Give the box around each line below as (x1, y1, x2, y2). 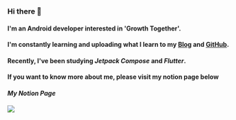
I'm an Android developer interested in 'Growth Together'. (7, 24, 181, 33)
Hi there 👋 (7, 6, 43, 16)
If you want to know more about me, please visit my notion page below (7, 72, 219, 81)
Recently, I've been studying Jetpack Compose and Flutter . (7, 56, 186, 65)
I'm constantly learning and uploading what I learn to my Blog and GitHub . (7, 40, 230, 49)
